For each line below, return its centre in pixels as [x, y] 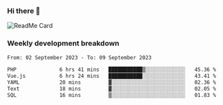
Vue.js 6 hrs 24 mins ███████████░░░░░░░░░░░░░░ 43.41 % [111, 76]
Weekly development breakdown [63, 44]
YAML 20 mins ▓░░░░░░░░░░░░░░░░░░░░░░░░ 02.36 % [111, 82]
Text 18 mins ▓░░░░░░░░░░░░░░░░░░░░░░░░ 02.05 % [111, 89]
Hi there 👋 [24, 11]
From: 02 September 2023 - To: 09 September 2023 [80, 57]
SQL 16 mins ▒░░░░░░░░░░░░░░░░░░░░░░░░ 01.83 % [111, 95]
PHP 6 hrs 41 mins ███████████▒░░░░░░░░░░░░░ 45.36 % [111, 70]
